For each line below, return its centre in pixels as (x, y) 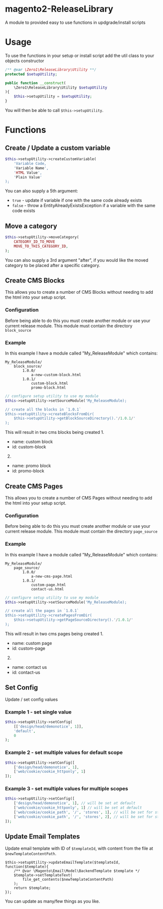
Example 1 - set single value (38, 712)
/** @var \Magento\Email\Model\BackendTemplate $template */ (77, 871)
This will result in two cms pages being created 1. (54, 634)
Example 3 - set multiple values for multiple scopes (67, 789)
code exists (24, 211)
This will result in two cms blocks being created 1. (55, 432)
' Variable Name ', (31, 168)
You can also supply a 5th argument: (42, 191)
